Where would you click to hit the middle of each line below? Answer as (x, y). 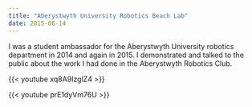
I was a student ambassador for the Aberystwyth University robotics (121, 46)
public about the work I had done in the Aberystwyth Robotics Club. (120, 63)
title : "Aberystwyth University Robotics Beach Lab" (98, 16)
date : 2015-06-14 (37, 23)
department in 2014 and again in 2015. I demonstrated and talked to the (126, 55)
